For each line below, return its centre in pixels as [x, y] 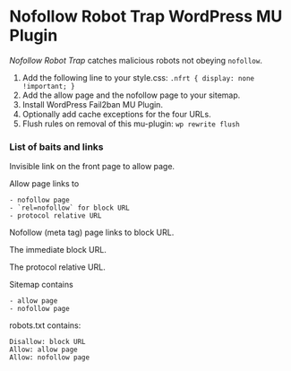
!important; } [48, 86]
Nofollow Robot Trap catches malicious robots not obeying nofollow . [136, 60]
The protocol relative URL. [57, 267]
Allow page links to [44, 184]
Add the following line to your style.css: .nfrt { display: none [138, 77]
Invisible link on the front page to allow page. [92, 167]
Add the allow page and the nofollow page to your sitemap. [131, 95]
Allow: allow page [43, 350]
